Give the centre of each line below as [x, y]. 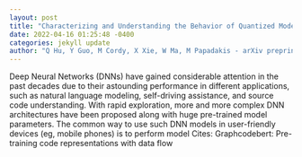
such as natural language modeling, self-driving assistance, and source [142, 96]
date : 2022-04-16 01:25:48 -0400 [72, 34]
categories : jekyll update [60, 43]
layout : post [34, 17]
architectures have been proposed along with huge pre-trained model [138, 115]
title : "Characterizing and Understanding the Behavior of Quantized [142, 26]
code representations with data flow [106, 144]
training [23, 144]
